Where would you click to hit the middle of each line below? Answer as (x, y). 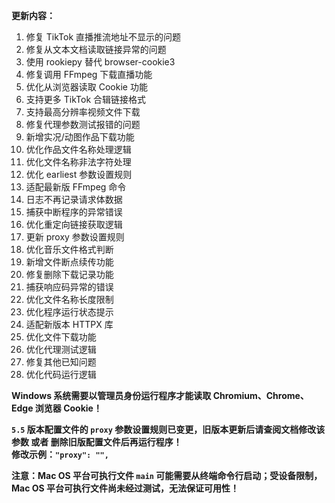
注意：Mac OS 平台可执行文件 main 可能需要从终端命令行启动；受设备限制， (167, 475)
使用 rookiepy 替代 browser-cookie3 (100, 62)
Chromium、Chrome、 (260, 395)
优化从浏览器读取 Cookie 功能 (86, 87)
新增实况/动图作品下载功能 (80, 137)
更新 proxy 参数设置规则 (75, 237)
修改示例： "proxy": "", (60, 454)
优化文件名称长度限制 (69, 299)
